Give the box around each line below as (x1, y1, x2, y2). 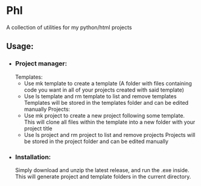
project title (24, 125, 53, 132)
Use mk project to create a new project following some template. (24, 111, 185, 119)
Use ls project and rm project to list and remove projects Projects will (24, 131, 196, 138)
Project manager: (14, 59, 68, 68)
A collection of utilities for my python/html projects (6, 24, 132, 31)
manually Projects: (24, 105, 71, 113)
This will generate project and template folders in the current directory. (14, 173, 191, 180)
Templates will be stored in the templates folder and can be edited (24, 99, 189, 106)
